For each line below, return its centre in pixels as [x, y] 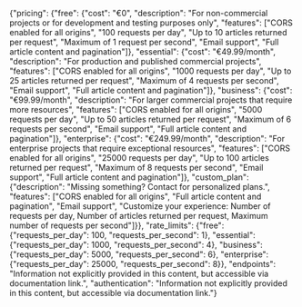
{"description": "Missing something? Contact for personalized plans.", [140, 187]
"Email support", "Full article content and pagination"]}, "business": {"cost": [151, 90]
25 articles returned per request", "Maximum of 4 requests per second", [144, 80]
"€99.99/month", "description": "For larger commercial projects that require [151, 100]
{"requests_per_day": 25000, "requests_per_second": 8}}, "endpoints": [143, 264]
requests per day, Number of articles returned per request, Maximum [139, 216]
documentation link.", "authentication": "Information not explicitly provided [149, 283]
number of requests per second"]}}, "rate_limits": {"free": [117, 225]
